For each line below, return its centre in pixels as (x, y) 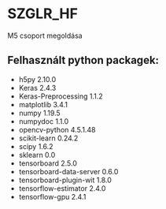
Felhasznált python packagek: (83, 60)
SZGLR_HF (42, 14)
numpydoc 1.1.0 (44, 121)
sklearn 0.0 (37, 155)
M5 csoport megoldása (45, 35)
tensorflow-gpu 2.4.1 (52, 196)
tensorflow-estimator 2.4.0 (62, 188)
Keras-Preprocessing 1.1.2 (61, 96)
